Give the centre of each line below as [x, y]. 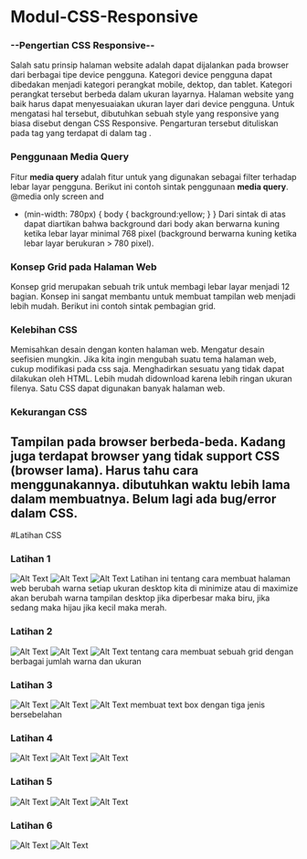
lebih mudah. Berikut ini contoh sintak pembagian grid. [113, 306]
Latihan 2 [32, 631]
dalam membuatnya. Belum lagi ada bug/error [143, 498]
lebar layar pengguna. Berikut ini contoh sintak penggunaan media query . [149, 186]
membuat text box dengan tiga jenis [198, 705]
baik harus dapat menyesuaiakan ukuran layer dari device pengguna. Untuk [153, 104]
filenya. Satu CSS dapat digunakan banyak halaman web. [118, 388]
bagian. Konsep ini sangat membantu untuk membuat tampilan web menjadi [153, 297]
